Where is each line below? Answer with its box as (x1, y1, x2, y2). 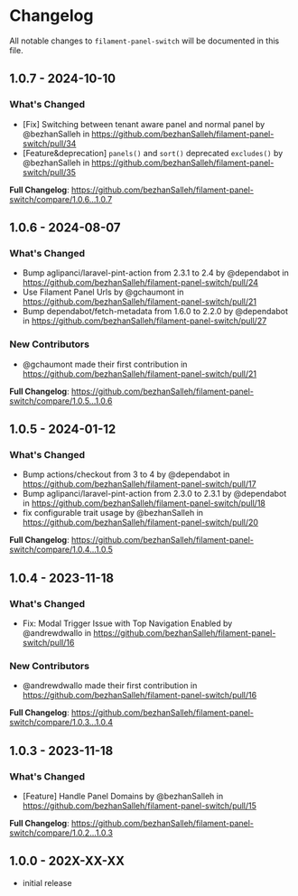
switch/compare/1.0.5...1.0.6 (9, 395, 113, 406)
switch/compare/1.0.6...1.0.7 (9, 193, 113, 204)
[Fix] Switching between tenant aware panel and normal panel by (22, 118, 265, 129)
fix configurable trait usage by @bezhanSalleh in (22, 508, 204, 518)
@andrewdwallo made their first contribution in (22, 680, 198, 691)
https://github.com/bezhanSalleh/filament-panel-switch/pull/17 (22, 479, 256, 490)
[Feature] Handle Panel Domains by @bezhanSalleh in (22, 790, 224, 801)
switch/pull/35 (22, 166, 77, 177)
